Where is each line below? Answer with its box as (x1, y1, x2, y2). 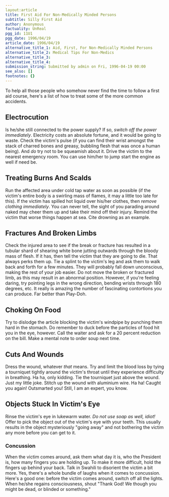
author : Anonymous (5, 21, 44, 27)
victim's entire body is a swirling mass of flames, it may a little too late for (5, 193, 158, 199)
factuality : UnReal (5, 26, 47, 32)
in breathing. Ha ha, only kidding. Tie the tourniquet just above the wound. (5, 374, 160, 380)
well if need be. (5, 159, 37, 165)
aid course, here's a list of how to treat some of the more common (5, 92, 143, 99)
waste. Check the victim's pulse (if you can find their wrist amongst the (5, 137, 154, 143)
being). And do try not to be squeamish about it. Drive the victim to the (5, 148, 152, 154)
